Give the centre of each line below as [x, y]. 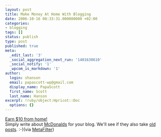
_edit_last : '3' [26, 55]
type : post [16, 42]
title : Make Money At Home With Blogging [48, 14]
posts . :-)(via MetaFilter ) [30, 129]
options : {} [22, 105]
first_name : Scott [28, 91]
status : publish [22, 37]
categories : [17, 23]
